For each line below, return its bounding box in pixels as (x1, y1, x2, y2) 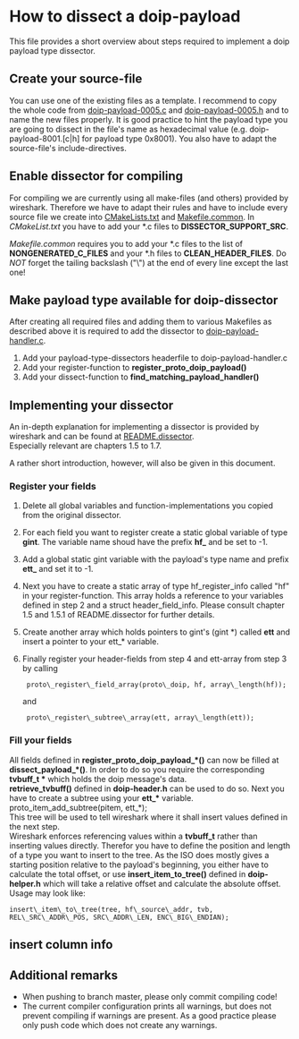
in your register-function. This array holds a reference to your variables (21, 591, 284, 601)
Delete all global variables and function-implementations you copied (21, 500, 274, 511)
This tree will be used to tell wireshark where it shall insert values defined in (9, 812, 288, 822)
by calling (21, 663, 58, 674)
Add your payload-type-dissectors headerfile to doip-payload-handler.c (21, 353, 288, 363)
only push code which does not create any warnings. (21, 1019, 218, 1030)
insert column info (9, 937, 113, 952)
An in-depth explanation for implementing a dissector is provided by (9, 422, 260, 432)
